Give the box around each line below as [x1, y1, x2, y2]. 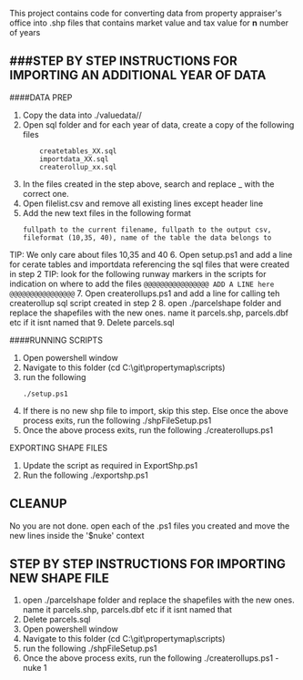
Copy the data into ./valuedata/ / [22, 109, 143, 120]
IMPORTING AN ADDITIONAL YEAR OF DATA [9, 67, 267, 83]
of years [9, 27, 41, 37]
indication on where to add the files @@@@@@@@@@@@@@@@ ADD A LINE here [9, 278, 275, 289]
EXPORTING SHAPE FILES [9, 442, 108, 453]
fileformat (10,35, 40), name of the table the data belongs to [22, 232, 272, 242]
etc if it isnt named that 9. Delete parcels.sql [9, 316, 175, 327]
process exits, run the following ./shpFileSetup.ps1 [22, 415, 212, 426]
